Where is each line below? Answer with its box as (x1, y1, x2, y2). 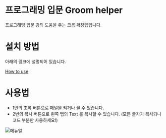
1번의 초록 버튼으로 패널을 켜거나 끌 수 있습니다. (12, 105, 104, 111)
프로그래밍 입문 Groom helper (5, 4, 123, 16)
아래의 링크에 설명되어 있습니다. (5, 58, 66, 65)
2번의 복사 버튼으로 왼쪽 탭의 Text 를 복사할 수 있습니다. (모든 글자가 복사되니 (12, 111, 162, 117)
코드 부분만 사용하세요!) (12, 117, 58, 123)
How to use (5, 68, 29, 74)
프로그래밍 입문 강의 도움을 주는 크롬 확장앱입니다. (5, 22, 102, 28)
